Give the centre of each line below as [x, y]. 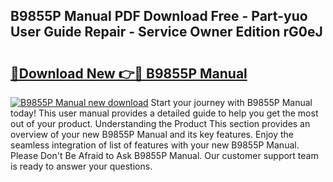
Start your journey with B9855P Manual [231, 102]
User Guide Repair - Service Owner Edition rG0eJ [166, 32]
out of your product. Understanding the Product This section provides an [160, 123]
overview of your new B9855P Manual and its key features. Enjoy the [152, 134]
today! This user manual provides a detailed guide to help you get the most [164, 113]
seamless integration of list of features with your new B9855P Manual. [155, 145]
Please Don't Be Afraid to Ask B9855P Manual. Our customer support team [164, 155]
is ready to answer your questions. [81, 166]
